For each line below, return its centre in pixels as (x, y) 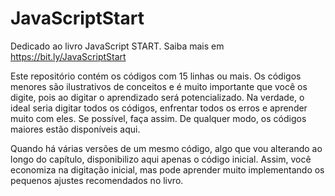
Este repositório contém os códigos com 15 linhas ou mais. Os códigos (156, 76)
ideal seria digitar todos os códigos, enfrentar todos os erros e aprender (159, 108)
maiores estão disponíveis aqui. (75, 129)
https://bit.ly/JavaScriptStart (68, 56)
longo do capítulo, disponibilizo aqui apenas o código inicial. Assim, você (161, 159)
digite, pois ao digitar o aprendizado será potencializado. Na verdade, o (157, 97)
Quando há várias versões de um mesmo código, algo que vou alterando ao (166, 148)
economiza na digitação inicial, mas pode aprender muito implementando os (167, 169)
